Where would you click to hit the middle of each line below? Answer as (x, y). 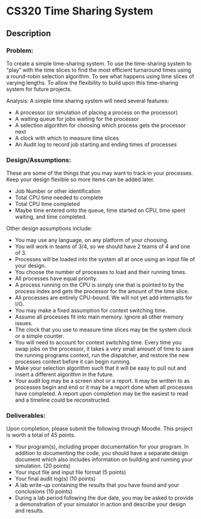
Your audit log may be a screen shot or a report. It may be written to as (102, 381)
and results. (29, 511)
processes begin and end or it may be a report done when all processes (104, 387)
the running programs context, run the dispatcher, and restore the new (102, 355)
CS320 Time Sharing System (80, 11)
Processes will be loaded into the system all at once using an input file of (105, 259)
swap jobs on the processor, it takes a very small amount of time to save (104, 349)
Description (28, 33)
